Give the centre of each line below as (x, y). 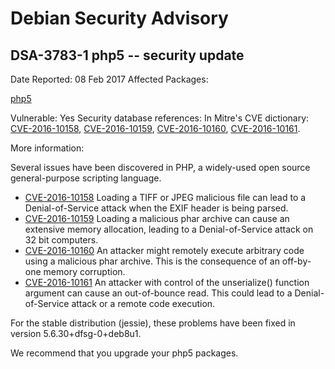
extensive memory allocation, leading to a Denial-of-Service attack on (169, 229)
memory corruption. (84, 271)
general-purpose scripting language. (86, 178)
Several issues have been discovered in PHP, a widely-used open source (160, 167)
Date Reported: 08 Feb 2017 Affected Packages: (109, 79)
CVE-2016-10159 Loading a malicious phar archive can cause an (157, 218)
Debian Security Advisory (119, 18)
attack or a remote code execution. (143, 303)
